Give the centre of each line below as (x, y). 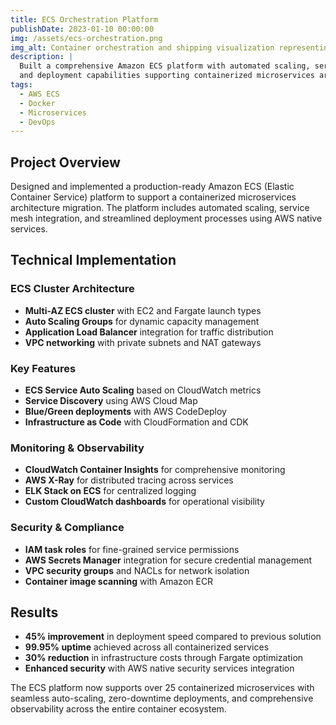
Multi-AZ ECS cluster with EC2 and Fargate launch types (143, 310)
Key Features (43, 368)
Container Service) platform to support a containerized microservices (153, 197)
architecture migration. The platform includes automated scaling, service (160, 208)
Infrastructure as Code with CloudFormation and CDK (136, 422)
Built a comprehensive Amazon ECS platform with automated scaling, (165, 66)
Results (34, 612)
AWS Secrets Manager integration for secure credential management (168, 560)
